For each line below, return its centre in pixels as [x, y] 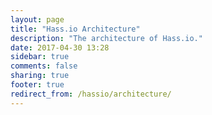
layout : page [37, 19]
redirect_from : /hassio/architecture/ [91, 94]
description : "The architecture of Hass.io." [106, 38]
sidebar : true [40, 57]
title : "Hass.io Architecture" [75, 29]
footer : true [37, 85]
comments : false [44, 66]
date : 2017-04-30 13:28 [60, 47]
